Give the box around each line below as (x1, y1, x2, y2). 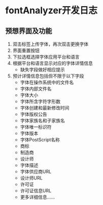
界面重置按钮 (12, 47, 40, 54)
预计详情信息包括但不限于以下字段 (12, 73, 84, 79)
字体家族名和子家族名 (20, 118, 65, 123)
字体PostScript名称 (20, 137, 60, 143)
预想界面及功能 (5, 27, 52, 35)
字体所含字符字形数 (20, 98, 61, 105)
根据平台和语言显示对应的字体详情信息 (12, 60, 93, 66)
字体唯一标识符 (20, 124, 52, 130)
